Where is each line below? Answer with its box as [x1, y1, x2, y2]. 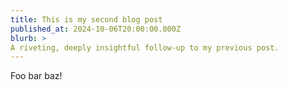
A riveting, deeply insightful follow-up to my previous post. [10, 42, 280, 53]
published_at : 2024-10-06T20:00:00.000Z [10, 24, 182, 34]
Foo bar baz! [10, 70, 63, 82]
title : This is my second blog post [10, 14, 163, 25]
